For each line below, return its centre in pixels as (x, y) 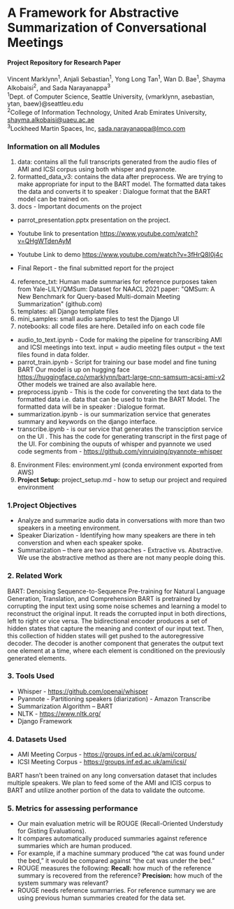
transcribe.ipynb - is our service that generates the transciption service (120, 429)
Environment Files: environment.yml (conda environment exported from (120, 465)
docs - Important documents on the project (79, 206)
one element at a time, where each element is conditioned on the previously (116, 650)
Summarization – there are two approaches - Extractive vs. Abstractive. (120, 550)
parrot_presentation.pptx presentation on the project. (94, 220)
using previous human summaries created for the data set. (102, 898)
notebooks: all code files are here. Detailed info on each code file (111, 326)
